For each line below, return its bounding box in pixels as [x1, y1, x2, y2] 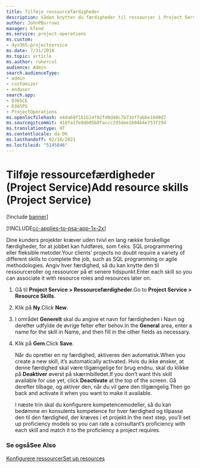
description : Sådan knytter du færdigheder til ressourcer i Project [6, 14, 183, 20]
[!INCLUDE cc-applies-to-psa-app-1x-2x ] [6, 225, 107, 232]
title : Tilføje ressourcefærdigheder [6, 8, 100, 15]
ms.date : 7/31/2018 [6, 48, 55, 54]
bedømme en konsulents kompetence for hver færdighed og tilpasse [14, 407, 183, 414]
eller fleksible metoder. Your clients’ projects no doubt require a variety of [6, 249, 185, 256]
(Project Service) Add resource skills [6, 181, 189, 194]
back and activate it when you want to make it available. [14, 389, 152, 396]
